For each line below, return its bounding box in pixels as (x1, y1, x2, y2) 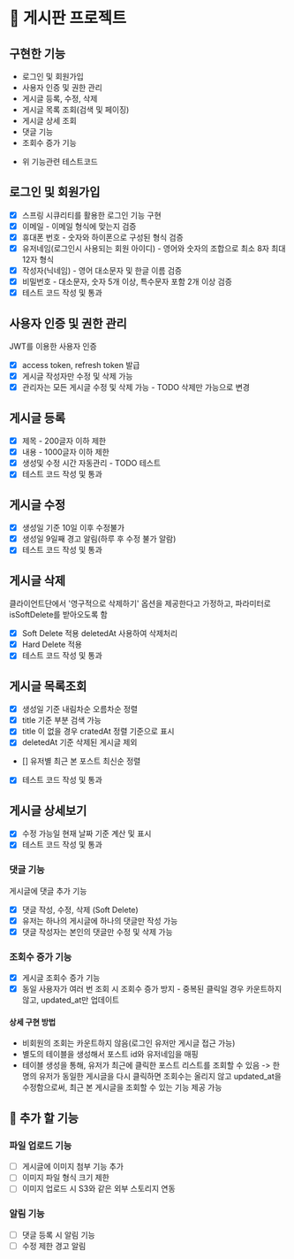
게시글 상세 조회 (21, 116, 77, 126)
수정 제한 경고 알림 (21, 1240, 87, 1251)
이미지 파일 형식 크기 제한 (21, 1172, 110, 1183)
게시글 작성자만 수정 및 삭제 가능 (21, 371, 133, 381)
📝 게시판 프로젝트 (9, 8, 126, 28)
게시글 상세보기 (9, 802, 87, 818)
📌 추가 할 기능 (9, 1110, 79, 1125)
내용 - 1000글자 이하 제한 (21, 447, 110, 457)
